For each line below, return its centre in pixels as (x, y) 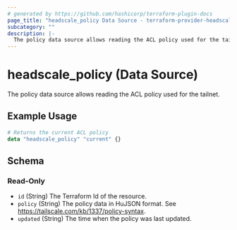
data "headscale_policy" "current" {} (64, 139)
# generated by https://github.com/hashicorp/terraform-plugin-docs (110, 14)
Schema (26, 161)
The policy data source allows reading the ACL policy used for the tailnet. (114, 94)
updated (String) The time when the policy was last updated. (104, 219)
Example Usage (42, 116)
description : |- (31, 33)
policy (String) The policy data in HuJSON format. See (97, 204)
